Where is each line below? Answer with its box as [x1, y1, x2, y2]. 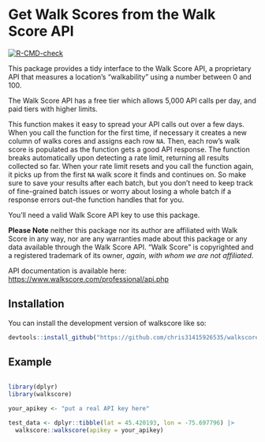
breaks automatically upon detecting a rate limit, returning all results [8, 152, 230, 163]
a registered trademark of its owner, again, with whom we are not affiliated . [8, 250, 254, 260]
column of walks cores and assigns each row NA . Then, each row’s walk [8, 136, 241, 145]
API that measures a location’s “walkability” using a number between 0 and [8, 72, 252, 81]
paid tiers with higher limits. [8, 104, 99, 114]
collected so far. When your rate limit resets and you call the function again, [8, 161, 254, 170]
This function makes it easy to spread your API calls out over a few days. [8, 119, 244, 129]
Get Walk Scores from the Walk [8, 6, 216, 24]
